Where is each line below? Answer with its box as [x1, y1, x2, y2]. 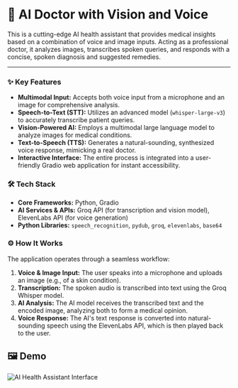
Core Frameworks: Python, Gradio [17, 198, 119, 207]
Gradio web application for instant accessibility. [42, 161, 181, 170]
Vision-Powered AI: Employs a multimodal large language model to [17, 124, 215, 132]
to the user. [17, 328, 51, 337]
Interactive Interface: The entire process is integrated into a [17, 153, 194, 162]
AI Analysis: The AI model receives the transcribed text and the [17, 298, 204, 307]
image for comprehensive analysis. [17, 101, 120, 109]
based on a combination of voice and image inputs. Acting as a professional [7, 37, 229, 45]
